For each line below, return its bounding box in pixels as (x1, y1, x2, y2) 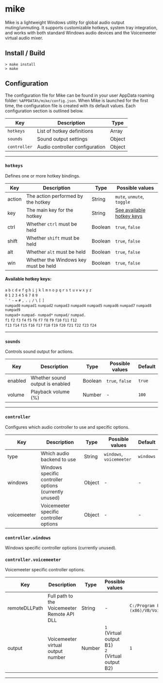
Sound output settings (37, 135, 88, 142)
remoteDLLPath (7, 605, 43, 612)
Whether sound (31, 374, 66, 381)
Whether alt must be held (26, 248, 86, 255)
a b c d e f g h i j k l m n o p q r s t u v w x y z (5, 288, 92, 293)
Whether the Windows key (26, 256, 86, 263)
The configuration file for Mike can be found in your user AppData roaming (5, 92, 154, 98)
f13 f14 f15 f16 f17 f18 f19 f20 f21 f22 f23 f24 (5, 323, 97, 328)
